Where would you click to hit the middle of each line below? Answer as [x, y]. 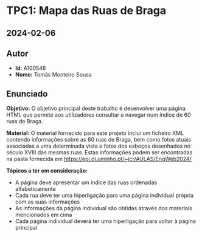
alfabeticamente [35, 189]
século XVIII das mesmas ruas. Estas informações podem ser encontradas [99, 153]
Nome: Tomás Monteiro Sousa [54, 75]
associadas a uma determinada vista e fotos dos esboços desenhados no [98, 146]
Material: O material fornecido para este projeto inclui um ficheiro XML [95, 133]
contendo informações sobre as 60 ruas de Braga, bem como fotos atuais [99, 140]
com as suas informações [47, 202]
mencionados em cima [44, 215]
